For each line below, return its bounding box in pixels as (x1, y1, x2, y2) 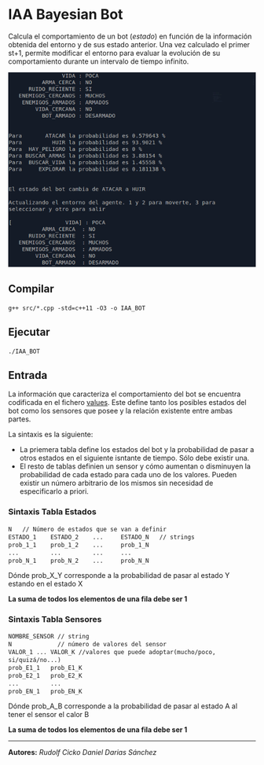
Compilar (8, 282, 54, 296)
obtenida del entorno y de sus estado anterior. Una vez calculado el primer (8, 39, 250, 49)
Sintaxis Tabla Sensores (8, 613, 102, 624)
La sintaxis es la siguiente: (8, 430, 93, 440)
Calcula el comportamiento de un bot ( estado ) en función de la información (8, 31, 252, 41)
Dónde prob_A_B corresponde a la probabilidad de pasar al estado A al (8, 701, 238, 711)
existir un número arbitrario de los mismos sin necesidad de (19, 478, 214, 488)
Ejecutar (8, 325, 50, 339)
